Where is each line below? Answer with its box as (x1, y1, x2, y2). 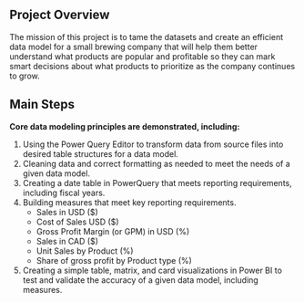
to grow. (9, 70, 40, 81)
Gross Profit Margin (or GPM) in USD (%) (35, 225, 190, 236)
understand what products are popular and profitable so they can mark (9, 50, 276, 62)
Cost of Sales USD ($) (35, 216, 119, 227)
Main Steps (9, 97, 76, 112)
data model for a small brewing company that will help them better (9, 41, 258, 52)
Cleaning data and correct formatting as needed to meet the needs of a (22, 158, 291, 169)
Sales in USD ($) (35, 206, 98, 217)
